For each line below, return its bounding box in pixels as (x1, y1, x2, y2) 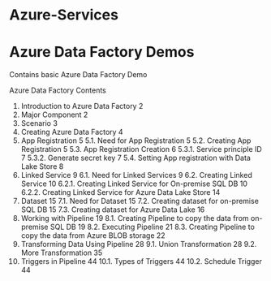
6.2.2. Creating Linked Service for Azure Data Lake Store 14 (20, 188, 221, 197)
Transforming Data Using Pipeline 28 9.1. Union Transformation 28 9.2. (20, 240, 257, 249)
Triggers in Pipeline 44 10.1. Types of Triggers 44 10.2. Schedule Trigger (20, 257, 262, 266)
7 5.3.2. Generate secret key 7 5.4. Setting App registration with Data (20, 153, 251, 163)
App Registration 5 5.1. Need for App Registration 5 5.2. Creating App (20, 136, 252, 145)
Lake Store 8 (20, 162, 64, 171)
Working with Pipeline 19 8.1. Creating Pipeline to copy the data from (20, 214, 250, 223)
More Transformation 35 (20, 248, 103, 257)
